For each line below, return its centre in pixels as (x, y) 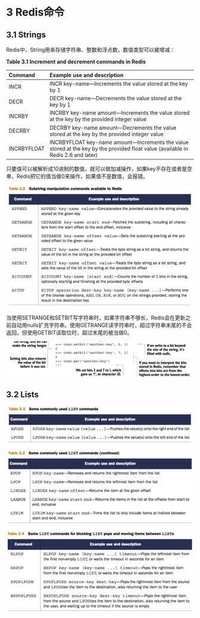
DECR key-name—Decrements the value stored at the (116, 98)
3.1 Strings (26, 34)
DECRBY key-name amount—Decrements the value (113, 127)
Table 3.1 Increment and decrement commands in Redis (76, 62)
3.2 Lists (22, 395)
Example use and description (87, 75)
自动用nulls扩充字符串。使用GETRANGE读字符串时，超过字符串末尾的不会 (101, 325)
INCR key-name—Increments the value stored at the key (119, 84)
